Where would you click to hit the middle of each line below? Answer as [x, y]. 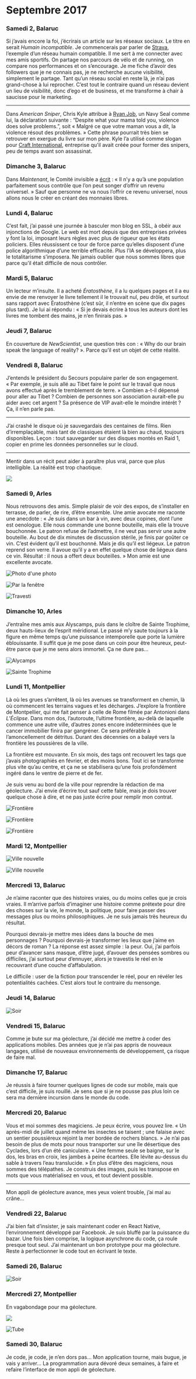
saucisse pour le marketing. [39, 97]
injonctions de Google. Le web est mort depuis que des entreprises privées [96, 232]
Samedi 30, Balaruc [34, 1344]
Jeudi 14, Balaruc [31, 998]
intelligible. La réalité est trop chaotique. [54, 467]
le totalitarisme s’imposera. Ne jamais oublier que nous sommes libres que [95, 257]
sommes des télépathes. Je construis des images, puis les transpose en [93, 1169]
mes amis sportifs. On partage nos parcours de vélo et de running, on [90, 60]
